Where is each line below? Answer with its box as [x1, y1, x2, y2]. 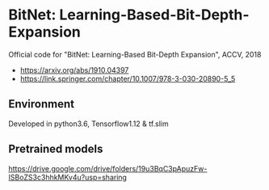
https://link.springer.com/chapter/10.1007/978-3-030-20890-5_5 [19, 74, 236, 83]
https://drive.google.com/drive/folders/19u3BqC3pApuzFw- [8, 163, 208, 173]
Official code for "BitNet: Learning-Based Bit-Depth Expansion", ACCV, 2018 [8, 49, 262, 59]
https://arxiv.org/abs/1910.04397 [19, 65, 129, 74]
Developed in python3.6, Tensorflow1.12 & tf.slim [8, 119, 170, 129]
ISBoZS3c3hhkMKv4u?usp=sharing [8, 172, 128, 182]
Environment [8, 97, 75, 111]
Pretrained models [8, 142, 103, 156]
